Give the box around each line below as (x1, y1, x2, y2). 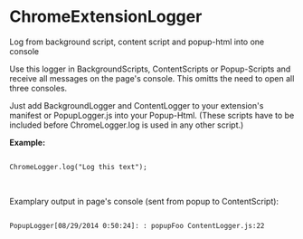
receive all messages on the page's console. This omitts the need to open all (9, 72, 295, 83)
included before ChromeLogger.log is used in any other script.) (9, 119, 244, 130)
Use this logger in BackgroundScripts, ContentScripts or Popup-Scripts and (9, 63, 291, 74)
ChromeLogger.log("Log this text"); (9, 162, 147, 171)
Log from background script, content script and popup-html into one (9, 36, 265, 47)
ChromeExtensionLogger (9, 6, 203, 27)
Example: (9, 137, 46, 148)
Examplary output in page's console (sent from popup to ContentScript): (9, 196, 279, 206)
